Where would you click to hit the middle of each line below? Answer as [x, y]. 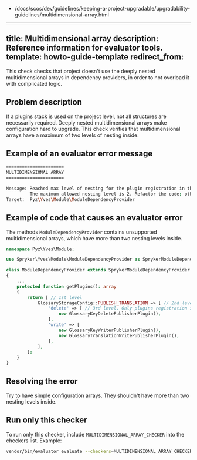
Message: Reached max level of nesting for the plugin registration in [95, 189]
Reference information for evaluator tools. [84, 48]
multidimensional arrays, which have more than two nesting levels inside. [94, 238]
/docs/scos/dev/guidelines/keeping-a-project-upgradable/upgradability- [102, 9]
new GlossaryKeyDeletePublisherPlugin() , [110, 314]
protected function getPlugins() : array [67, 286]
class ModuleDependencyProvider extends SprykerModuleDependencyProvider [98, 270]
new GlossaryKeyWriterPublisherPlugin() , [110, 330]
